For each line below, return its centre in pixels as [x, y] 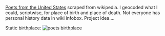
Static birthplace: [23, 28]
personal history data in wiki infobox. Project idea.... [60, 18]
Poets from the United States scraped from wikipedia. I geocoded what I [81, 7]
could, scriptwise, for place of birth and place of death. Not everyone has [83, 13]
